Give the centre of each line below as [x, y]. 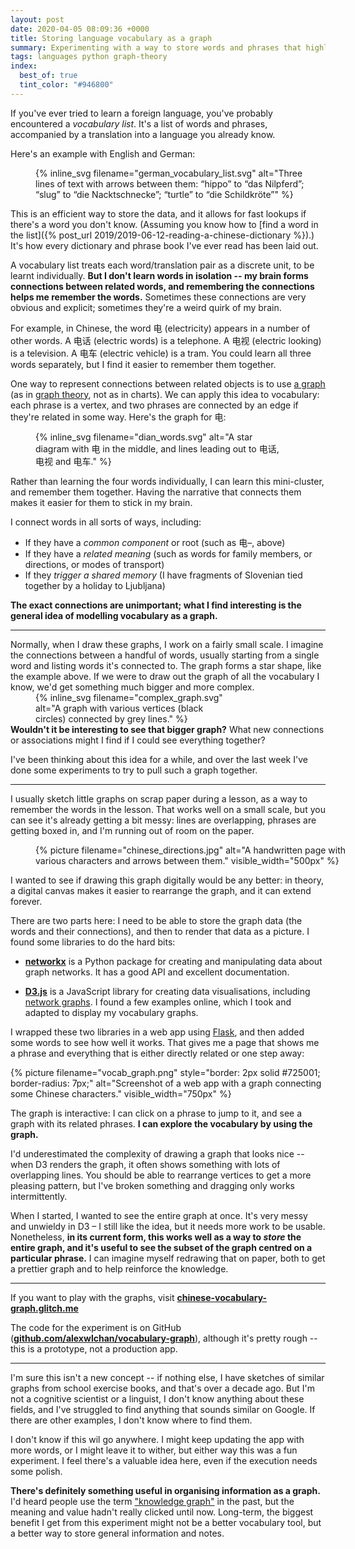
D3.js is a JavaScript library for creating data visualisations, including [167, 991]
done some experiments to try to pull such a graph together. [134, 770]
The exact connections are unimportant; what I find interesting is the [156, 605]
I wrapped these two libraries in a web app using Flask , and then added [157, 1032]
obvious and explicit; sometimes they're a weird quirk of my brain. [146, 307]
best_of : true [48, 76]
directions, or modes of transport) [94, 564]
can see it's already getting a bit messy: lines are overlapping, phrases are [163, 820]
